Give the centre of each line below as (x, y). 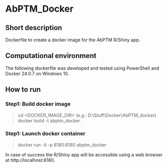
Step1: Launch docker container (45, 134)
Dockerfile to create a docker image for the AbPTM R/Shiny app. (73, 40)
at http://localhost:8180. (30, 160)
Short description (34, 28)
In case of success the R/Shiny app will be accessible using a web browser (84, 155)
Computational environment (51, 56)
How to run (23, 90)
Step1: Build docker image (38, 104)
